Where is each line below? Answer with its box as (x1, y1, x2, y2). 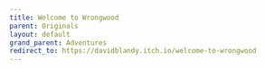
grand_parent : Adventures (9, 38, 107, 47)
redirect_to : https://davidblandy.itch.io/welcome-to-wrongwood (9, 47, 257, 56)
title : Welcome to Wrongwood (9, 13, 119, 22)
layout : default (9, 30, 71, 39)
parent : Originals (9, 22, 79, 30)
